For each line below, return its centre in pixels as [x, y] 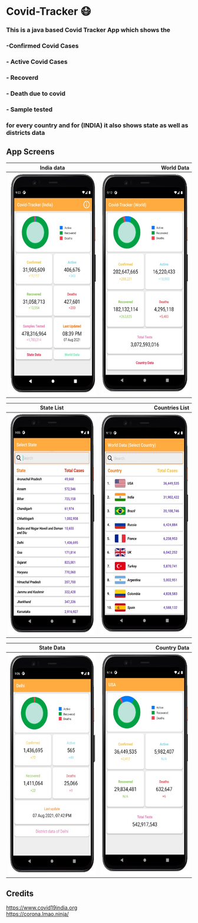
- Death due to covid [36, 93]
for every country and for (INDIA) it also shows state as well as [97, 125]
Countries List [172, 408]
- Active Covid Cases [37, 62]
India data [52, 167]
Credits [20, 893]
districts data [26, 133]
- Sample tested [29, 109]
